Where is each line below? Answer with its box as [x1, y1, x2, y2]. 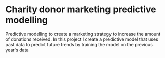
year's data [5, 47, 29, 53]
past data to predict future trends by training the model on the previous [5, 41, 153, 47]
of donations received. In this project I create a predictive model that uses [5, 36, 159, 42]
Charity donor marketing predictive [5, 4, 156, 15]
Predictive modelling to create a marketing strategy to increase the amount [5, 31, 161, 37]
